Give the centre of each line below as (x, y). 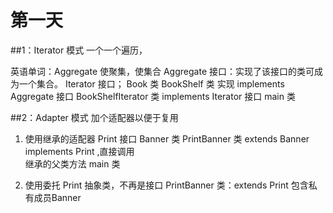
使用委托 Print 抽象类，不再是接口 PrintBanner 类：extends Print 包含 (166, 185)
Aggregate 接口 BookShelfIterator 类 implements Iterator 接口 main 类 (153, 96)
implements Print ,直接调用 (79, 151)
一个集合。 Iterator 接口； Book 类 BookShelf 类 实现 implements (151, 83)
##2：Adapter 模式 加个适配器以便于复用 (94, 117)
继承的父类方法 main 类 (72, 163)
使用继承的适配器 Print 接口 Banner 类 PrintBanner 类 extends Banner (167, 138)
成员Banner (57, 197)
